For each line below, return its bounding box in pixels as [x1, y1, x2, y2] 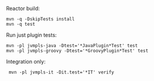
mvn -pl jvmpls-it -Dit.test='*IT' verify [8, 69, 115, 75]
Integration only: [6, 58, 46, 65]
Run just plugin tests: [6, 31, 57, 38]
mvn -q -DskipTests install [6, 16, 75, 22]
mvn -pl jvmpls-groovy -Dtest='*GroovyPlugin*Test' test [6, 48, 149, 54]
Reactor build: [6, 5, 40, 12]
